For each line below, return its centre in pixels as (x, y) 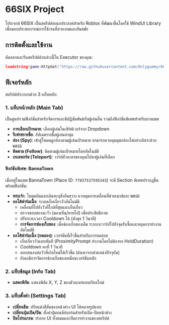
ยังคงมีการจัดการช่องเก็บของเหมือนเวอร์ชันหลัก (58, 258)
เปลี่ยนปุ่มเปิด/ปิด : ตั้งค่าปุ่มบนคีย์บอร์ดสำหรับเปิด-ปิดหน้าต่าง (62, 312)
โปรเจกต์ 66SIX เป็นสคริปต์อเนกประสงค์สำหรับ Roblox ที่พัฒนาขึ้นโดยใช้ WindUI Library (83, 23)
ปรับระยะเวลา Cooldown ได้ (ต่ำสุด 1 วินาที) (58, 218)
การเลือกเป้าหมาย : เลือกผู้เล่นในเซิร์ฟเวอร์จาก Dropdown (61, 129)
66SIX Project (35, 9)
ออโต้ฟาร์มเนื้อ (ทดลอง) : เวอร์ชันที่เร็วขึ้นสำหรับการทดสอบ (60, 235)
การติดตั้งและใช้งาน (29, 45)
